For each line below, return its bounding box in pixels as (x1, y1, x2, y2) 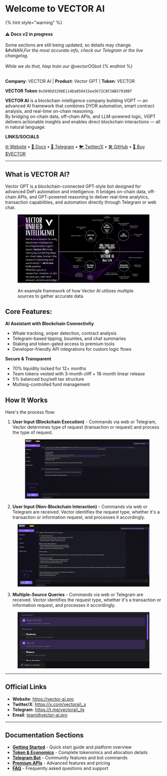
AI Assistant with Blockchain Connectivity (5, 320, 94, 327)
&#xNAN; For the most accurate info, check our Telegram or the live (5, 47, 143, 53)
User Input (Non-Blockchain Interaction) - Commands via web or (12, 504, 148, 510)
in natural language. (5, 124, 46, 130)
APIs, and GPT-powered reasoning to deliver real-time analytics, (17, 194, 149, 200)
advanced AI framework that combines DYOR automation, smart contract (5, 103, 155, 109)
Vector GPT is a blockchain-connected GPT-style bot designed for (5, 183, 141, 189)
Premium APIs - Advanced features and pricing (12, 760, 110, 766)
